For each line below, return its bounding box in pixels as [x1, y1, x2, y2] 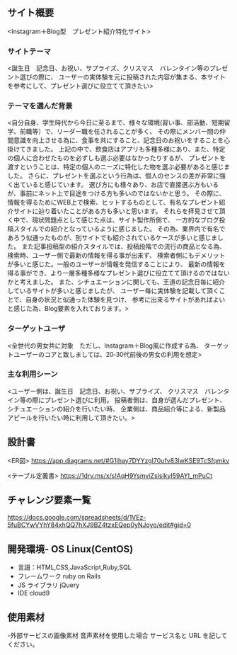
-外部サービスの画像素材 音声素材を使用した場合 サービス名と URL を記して [7, 632, 228, 640]
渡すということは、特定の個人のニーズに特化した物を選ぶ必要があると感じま [7, 163, 231, 171]
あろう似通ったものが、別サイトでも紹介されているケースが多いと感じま [7, 234, 218, 242]
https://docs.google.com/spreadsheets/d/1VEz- [7, 513, 146, 522]
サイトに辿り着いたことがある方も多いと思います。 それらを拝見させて [13, 207, 219, 215]
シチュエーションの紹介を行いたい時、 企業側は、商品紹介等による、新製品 [7, 404, 226, 413]
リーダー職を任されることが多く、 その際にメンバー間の [56, 127, 220, 136]
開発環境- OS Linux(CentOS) [7, 543, 134, 555]
